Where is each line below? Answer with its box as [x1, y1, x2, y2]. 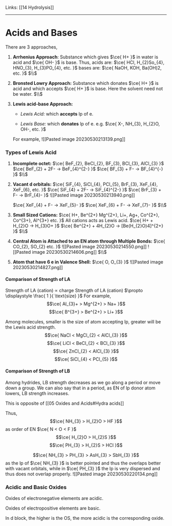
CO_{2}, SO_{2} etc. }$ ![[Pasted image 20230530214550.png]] [12, 244, 147, 250]
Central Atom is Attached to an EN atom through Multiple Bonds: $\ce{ [12, 238, 165, 245]
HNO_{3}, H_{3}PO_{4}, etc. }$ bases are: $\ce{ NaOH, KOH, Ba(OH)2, [12, 64, 162, 71]
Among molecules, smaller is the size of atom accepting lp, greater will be [5, 319, 161, 325]
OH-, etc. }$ [20, 126, 46, 132]
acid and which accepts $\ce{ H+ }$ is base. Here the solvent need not [12, 85, 163, 92]
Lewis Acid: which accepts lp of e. [20, 111, 94, 117]
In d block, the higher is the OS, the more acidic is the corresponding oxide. [5, 515, 165, 521]
